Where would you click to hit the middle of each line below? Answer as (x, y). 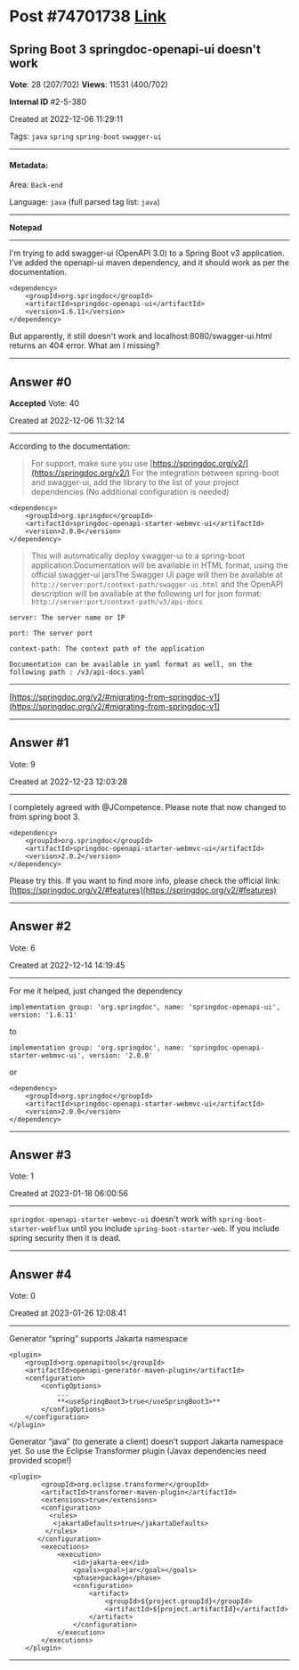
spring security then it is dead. (65, 1238)
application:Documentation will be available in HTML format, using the (159, 565)
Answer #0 (40, 381)
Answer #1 (39, 743)
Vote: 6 (22, 948)
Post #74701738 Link (88, 16)
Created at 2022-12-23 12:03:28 (69, 782)
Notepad (26, 228)
